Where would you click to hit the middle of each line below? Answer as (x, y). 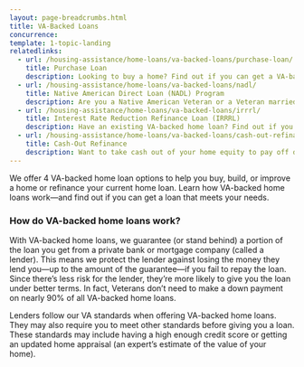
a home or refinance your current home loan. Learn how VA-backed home (147, 187)
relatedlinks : (36, 52)
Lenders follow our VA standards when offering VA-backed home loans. (143, 315)
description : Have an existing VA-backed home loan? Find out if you (160, 127)
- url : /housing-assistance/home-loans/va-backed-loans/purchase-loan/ (156, 60)
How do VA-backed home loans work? (95, 221)
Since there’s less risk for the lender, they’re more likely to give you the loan (150, 278)
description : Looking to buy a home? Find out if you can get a (149, 77)
